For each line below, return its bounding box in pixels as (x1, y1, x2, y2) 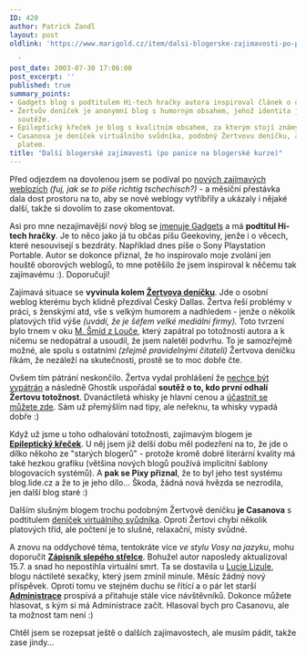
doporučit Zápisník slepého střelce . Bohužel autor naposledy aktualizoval (9, 551, 288, 562)
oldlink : (9, 38, 43, 48)
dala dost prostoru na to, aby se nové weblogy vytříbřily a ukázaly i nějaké (9, 193, 288, 203)
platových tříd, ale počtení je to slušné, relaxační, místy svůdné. (9, 524, 248, 535)
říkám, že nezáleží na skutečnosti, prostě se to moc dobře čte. (9, 354, 243, 365)
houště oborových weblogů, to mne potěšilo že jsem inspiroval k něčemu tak (9, 259, 297, 270)
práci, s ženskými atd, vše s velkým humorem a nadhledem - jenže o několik (9, 306, 296, 317)
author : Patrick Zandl (9, 22, 96, 31)
